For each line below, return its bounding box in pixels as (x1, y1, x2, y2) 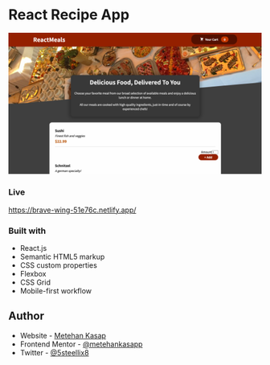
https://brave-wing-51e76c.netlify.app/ (8, 205, 137, 215)
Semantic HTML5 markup (19, 252, 105, 262)
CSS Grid (19, 277, 51, 287)
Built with (8, 225, 47, 236)
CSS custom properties (19, 260, 98, 270)
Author (8, 310, 44, 323)
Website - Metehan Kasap (19, 330, 107, 340)
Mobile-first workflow (19, 286, 92, 296)
